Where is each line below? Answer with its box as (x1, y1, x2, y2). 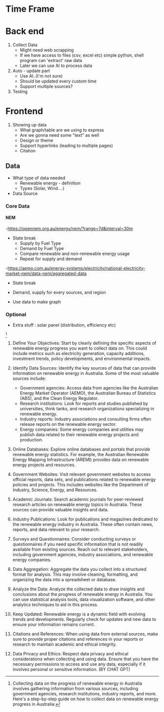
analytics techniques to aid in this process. (12, 602, 99, 607)
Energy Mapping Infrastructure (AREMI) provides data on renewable (12, 457, 149, 462)
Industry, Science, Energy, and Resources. (12, 487, 98, 493)
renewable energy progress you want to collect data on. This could (12, 345, 147, 351)
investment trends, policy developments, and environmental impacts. (12, 356, 151, 362)
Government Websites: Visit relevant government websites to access (12, 471, 151, 477)
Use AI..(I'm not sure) (19, 73, 63, 79)
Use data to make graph (12, 299, 61, 305)
